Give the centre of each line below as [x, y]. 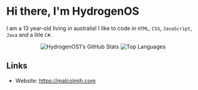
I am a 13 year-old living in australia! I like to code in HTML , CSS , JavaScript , [99, 28]
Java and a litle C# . [29, 34]
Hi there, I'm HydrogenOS [73, 11]
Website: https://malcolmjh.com [55, 80]
